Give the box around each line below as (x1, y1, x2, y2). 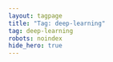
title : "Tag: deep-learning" (8, 19, 106, 27)
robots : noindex (8, 34, 63, 43)
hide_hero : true (8, 42, 63, 50)
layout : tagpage (8, 11, 63, 20)
